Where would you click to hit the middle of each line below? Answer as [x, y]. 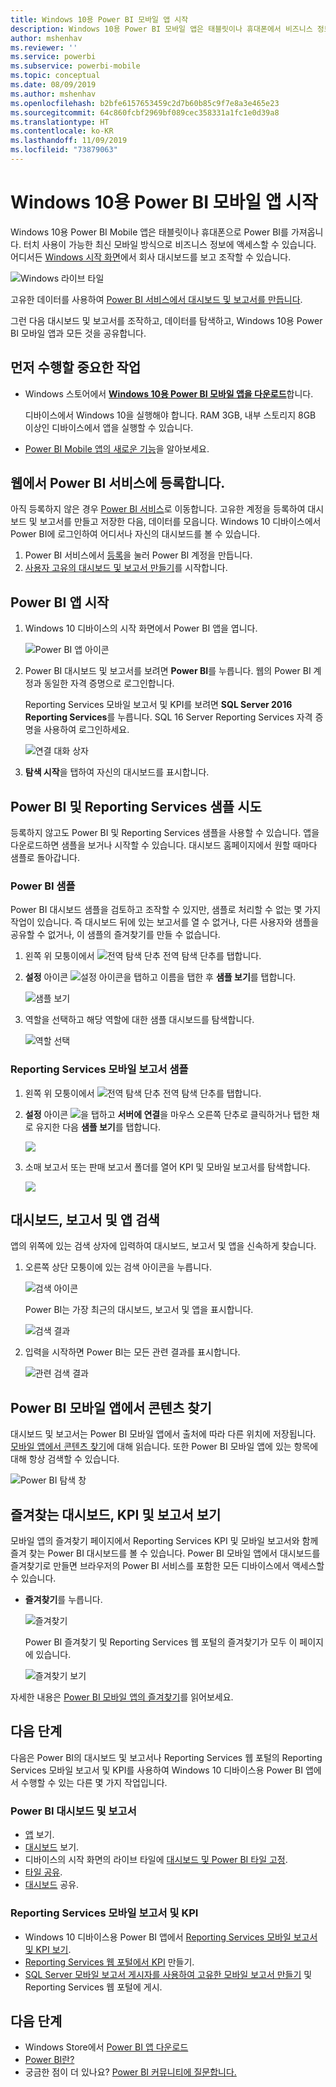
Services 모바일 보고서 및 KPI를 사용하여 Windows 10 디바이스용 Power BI [156, 1770]
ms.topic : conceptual [55, 76]
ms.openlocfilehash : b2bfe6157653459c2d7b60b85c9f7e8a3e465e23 [145, 103]
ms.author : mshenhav [53, 94]
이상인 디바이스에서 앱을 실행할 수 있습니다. [109, 427]
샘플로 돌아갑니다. [45, 858]
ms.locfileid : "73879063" [64, 150]
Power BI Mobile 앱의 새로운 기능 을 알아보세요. [117, 448]
